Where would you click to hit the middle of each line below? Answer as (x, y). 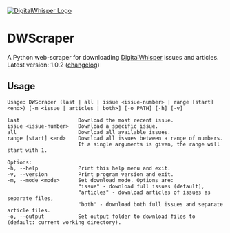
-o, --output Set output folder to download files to (101, 217)
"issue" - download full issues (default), (142, 186)
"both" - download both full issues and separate (151, 204)
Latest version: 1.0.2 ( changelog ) (53, 65)
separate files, (30, 198)
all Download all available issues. (89, 132)
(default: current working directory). (64, 222)
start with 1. (28, 150)
